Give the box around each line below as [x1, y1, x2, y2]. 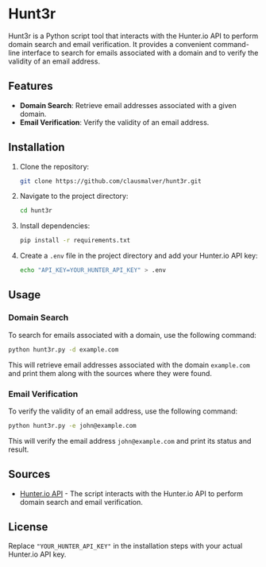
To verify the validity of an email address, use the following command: [8, 406, 238, 416]
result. [8, 445, 29, 454]
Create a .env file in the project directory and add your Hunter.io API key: [19, 251, 258, 261]
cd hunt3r [19, 207, 53, 215]
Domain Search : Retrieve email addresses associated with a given [19, 100, 237, 110]
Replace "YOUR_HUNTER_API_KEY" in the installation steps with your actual [8, 542, 243, 551]
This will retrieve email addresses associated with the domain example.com [8, 359, 250, 370]
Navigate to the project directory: [19, 192, 129, 201]
